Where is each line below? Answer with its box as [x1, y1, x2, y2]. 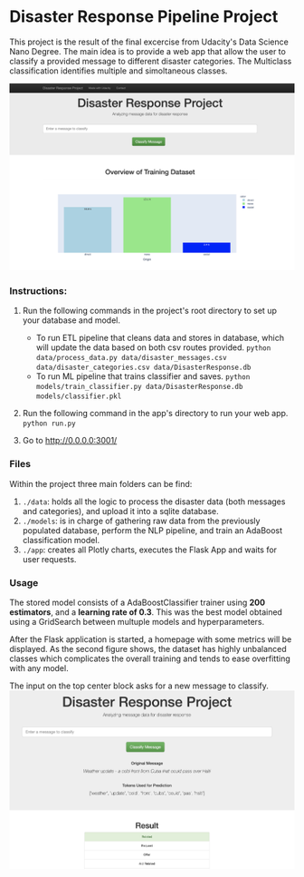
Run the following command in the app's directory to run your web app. [22, 408, 289, 419]
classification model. [22, 534, 100, 545]
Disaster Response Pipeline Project [9, 6, 279, 27]
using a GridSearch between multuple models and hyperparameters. [9, 617, 265, 628]
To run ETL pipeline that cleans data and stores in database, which [35, 333, 285, 344]
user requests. [22, 553, 77, 564]
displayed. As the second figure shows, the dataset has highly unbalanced [9, 644, 287, 655]
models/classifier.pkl [35, 392, 122, 401]
